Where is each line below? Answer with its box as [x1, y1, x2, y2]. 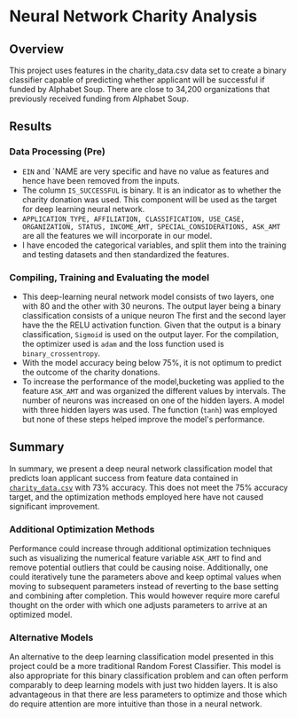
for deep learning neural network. [21, 203, 145, 214]
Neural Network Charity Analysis [9, 6, 258, 27]
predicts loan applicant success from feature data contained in [9, 472, 238, 483]
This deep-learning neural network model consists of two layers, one [21, 291, 275, 302]
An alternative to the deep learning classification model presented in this [9, 651, 275, 662]
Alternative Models [9, 632, 94, 644]
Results [9, 119, 52, 134]
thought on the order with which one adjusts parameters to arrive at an [9, 600, 268, 611]
